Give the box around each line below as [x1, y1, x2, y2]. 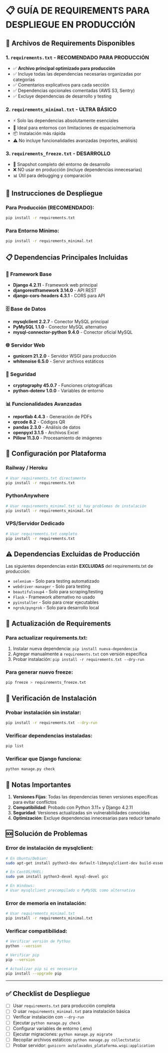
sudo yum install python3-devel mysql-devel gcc [5, 874, 109, 879]
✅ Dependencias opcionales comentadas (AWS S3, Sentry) [12, 87, 135, 94]
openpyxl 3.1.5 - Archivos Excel [12, 430, 79, 436]
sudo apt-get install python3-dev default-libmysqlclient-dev [5, 860, 138, 865]
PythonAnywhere [5, 492, 49, 499]
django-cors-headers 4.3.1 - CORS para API [12, 292, 105, 299]
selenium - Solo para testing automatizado [12, 578, 100, 584]
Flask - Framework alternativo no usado [12, 594, 95, 600]
